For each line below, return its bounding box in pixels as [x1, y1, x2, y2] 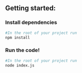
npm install [5, 35, 30, 40]
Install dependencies [5, 19, 57, 26]
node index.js [5, 62, 35, 68]
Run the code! [5, 47, 40, 54]
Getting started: [5, 4, 56, 12]
